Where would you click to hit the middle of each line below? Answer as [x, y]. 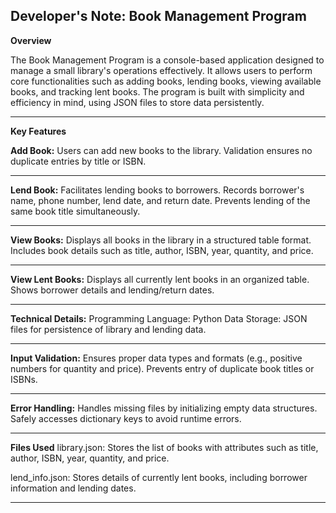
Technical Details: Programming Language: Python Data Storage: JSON [159, 318]
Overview [31, 40]
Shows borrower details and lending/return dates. [112, 290]
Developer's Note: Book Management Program [158, 16]
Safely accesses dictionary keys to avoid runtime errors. [126, 418]
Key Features [38, 131]
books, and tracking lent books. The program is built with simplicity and [157, 91]
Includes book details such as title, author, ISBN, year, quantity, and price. [162, 250]
